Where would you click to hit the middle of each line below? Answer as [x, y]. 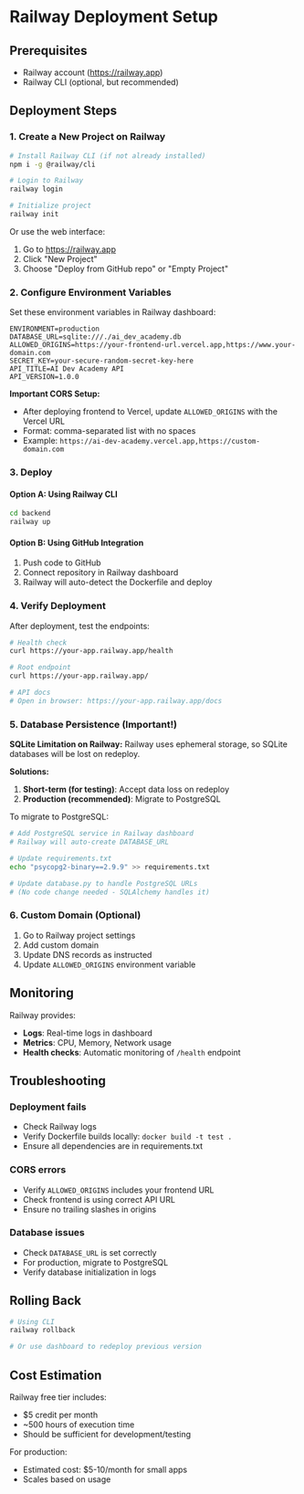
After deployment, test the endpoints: [80, 626]
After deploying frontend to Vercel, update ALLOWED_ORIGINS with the [150, 412]
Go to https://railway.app [69, 249]
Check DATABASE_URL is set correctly [89, 1252]
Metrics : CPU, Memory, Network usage [97, 1042]
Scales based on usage [67, 1479]
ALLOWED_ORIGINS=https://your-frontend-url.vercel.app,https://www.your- [153, 345]
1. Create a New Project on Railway [88, 137]
